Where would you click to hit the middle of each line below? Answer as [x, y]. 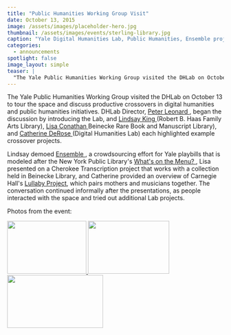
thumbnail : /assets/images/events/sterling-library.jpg [89, 33]
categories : [24, 45]
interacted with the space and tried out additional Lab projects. [96, 198]
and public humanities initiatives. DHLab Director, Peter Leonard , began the [114, 111]
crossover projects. [34, 141]
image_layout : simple [38, 65]
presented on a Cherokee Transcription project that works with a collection [113, 169]
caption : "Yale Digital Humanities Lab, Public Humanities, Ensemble [109, 39]
